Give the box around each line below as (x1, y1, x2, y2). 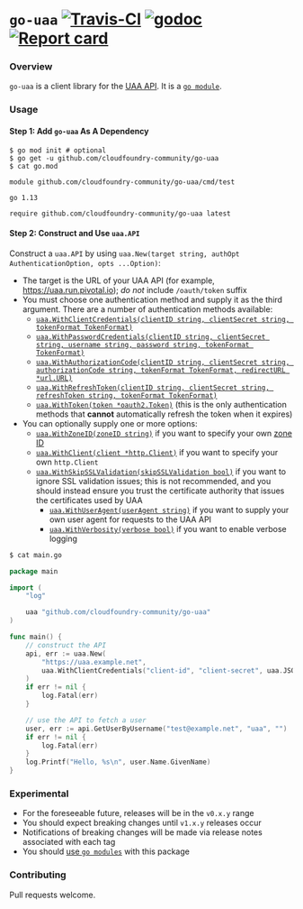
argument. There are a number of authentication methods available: (22, 303, 273, 315)
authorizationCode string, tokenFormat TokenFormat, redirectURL (35, 365, 286, 374)
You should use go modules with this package (22, 846, 191, 857)
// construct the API (25, 640, 106, 649)
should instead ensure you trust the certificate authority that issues (35, 485, 285, 496)
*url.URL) (35, 373, 74, 382)
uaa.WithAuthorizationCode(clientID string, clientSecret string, (35, 357, 290, 367)
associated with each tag (22, 837, 116, 848)
